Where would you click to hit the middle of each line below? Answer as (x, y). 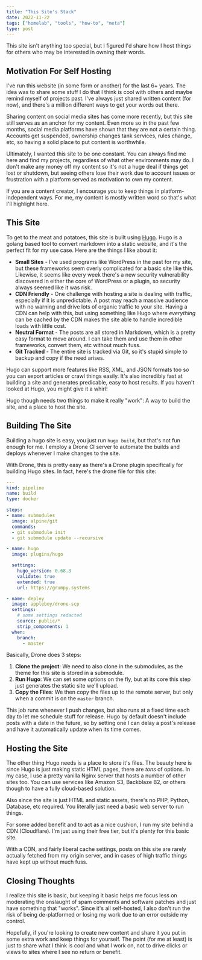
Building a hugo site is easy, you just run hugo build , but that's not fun (93, 440)
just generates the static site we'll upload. (67, 686)
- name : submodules (31, 516)
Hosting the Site (37, 748)
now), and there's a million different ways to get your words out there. (93, 105)
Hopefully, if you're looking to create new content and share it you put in (96, 933)
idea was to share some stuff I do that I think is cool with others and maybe (99, 92)
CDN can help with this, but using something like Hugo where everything (105, 313)
